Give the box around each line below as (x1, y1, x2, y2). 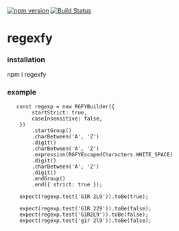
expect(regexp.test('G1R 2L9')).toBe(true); (19, 193, 149, 200)
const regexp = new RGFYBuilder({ (16, 103, 115, 110)
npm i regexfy (7, 71, 47, 79)
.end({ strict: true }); (32, 181, 103, 188)
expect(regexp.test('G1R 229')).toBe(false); (19, 205, 152, 212)
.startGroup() (32, 127, 72, 134)
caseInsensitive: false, (32, 115, 103, 122)
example (7, 88, 36, 97)
